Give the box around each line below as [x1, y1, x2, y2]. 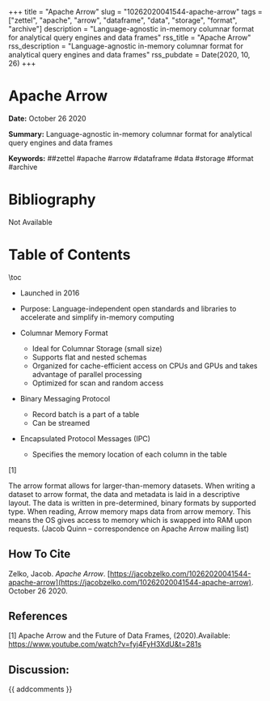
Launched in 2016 [19, 287, 80, 298]
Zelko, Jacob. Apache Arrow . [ [8, 568, 111, 578]
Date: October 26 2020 [8, 113, 86, 123]
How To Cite [8, 547, 71, 561]
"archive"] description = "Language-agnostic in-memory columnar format [8, 24, 255, 33]
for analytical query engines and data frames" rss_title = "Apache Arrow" [8, 32, 251, 42]
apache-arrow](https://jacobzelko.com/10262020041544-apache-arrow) [8, 577, 252, 587]
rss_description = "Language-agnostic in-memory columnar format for [8, 41, 244, 51]
